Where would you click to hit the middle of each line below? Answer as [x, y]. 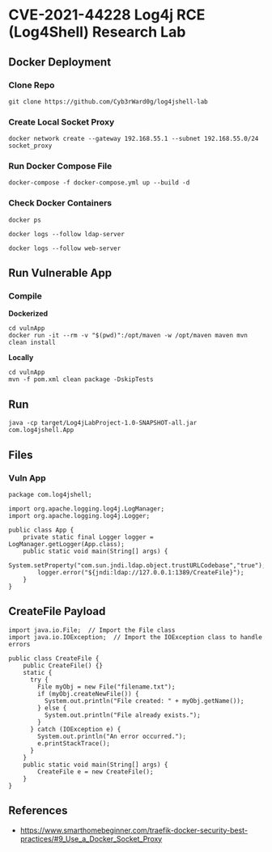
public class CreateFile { [54, 658]
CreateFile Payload [57, 611]
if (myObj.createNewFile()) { [88, 693]
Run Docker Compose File [60, 166]
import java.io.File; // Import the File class [92, 630]
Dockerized [28, 314]
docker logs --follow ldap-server [67, 234]
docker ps [25, 220]
